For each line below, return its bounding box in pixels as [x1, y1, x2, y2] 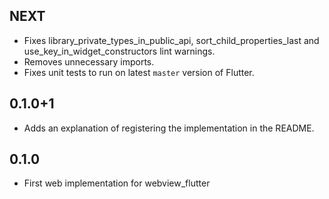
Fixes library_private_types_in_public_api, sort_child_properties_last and [23, 34, 320, 46]
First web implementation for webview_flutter [23, 177, 211, 189]
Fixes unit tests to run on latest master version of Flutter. [23, 66, 255, 78]
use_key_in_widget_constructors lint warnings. [23, 45, 216, 57]
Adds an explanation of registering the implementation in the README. [23, 122, 315, 134]
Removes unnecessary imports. [23, 55, 155, 68]
